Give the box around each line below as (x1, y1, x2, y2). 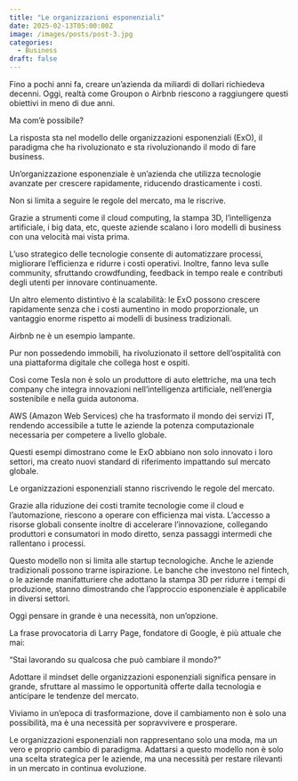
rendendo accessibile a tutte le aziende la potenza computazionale (9, 420, 255, 430)
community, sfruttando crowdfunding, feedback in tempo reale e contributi (9, 268, 283, 278)
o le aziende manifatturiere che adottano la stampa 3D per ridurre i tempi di (9, 574, 286, 584)
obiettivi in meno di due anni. (9, 98, 116, 108)
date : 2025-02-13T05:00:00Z (9, 21, 114, 30)
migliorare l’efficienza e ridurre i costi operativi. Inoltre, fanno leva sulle (9, 258, 270, 268)
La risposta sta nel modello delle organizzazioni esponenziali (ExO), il (9, 133, 263, 142)
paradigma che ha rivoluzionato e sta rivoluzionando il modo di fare (9, 142, 256, 152)
